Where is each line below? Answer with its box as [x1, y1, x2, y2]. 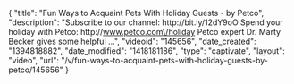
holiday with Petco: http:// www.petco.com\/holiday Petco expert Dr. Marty [8, 27, 281, 37]
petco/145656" [8, 64, 63, 75]
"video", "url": [8, 55, 60, 65]
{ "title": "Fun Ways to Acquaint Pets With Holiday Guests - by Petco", [8, 8, 265, 18]
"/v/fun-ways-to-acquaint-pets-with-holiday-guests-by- [61, 55, 269, 65]
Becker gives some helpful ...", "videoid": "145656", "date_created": [8, 36, 256, 46]
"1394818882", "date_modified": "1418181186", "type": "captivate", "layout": [8, 46, 285, 56]
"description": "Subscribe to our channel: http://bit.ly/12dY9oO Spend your [8, 17, 283, 28]
